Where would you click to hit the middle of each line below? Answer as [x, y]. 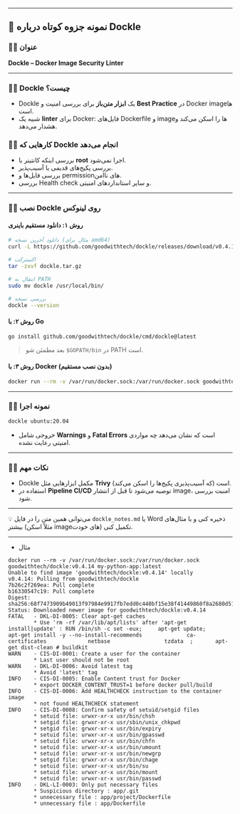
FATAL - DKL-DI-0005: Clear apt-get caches [77, 617]
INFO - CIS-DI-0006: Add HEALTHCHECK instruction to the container [115, 691]
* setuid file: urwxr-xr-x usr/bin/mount [96, 773]
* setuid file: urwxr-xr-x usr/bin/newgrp [98, 754]
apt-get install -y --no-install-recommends [75, 635]
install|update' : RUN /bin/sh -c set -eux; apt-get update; [107, 629]
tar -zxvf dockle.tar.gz [45, 267]
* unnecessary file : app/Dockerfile [89, 804]
